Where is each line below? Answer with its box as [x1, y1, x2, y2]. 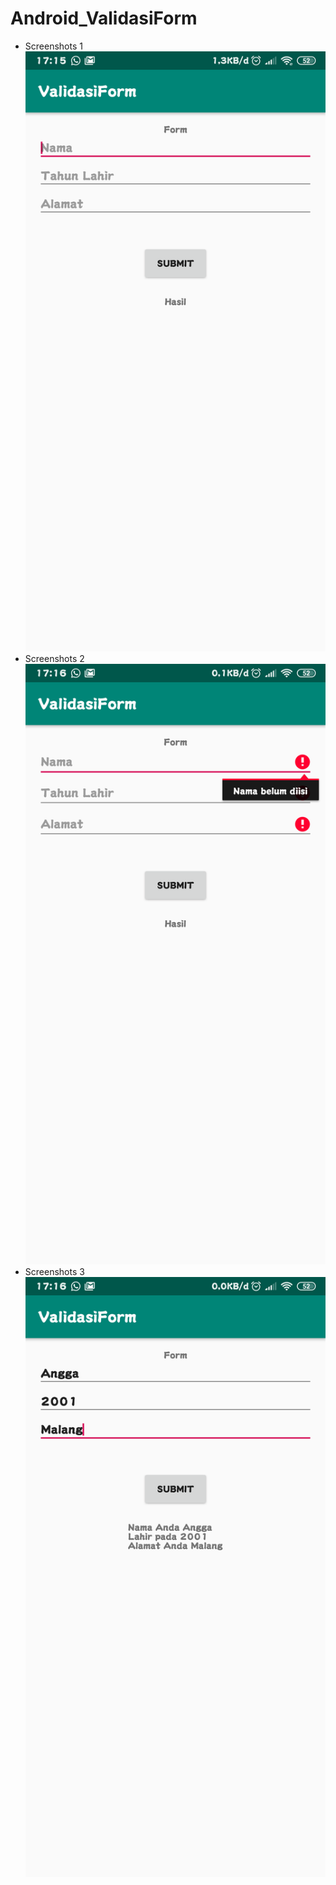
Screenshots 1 [24, 40, 83, 52]
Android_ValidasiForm [10, 7, 198, 30]
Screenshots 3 [24, 1265, 85, 1277]
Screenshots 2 [24, 653, 85, 665]
